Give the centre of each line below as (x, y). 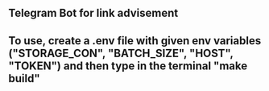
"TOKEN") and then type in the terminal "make (128, 66)
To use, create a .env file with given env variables (135, 41)
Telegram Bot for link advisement (93, 13)
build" (24, 79)
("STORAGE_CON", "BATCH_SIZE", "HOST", (121, 53)
